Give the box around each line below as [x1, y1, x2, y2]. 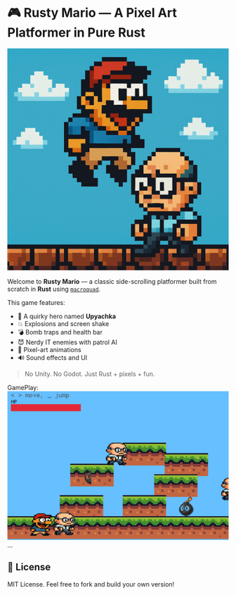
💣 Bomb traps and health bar [17, 327, 103, 336]
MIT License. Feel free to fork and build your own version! [7, 580, 175, 588]
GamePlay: [7, 383, 39, 392]
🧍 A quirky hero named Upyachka [17, 312, 117, 320]
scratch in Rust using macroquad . [7, 284, 100, 293]
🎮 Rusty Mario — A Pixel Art [7, 5, 177, 21]
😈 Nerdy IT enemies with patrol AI [17, 338, 117, 346]
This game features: [7, 298, 65, 306]
